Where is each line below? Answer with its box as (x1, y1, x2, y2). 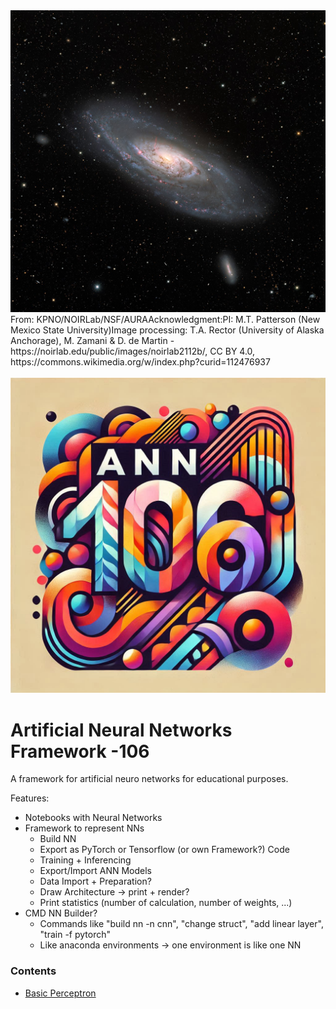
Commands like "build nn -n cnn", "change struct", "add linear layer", (39, 918, 324, 930)
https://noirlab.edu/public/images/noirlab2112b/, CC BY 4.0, (10, 345, 256, 358)
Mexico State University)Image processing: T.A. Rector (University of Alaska (10, 324, 325, 336)
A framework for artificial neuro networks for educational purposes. (10, 773, 289, 785)
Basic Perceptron (24, 987, 97, 999)
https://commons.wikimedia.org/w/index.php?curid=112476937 (10, 356, 271, 368)
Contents (10, 964, 57, 978)
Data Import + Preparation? (39, 875, 152, 888)
